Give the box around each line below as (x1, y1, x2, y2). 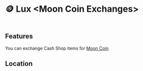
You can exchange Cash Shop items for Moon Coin (5, 45, 109, 51)
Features (5, 32, 33, 40)
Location (5, 60, 33, 68)
